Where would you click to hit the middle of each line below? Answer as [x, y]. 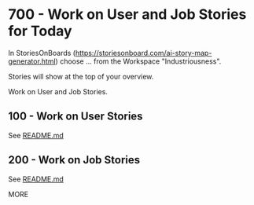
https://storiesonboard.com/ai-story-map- [144, 53]
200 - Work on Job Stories [74, 160]
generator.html [32, 61]
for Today [40, 31]
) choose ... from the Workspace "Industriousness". [138, 61]
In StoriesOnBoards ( [42, 53]
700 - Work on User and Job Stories [127, 15]
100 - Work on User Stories [75, 117]
